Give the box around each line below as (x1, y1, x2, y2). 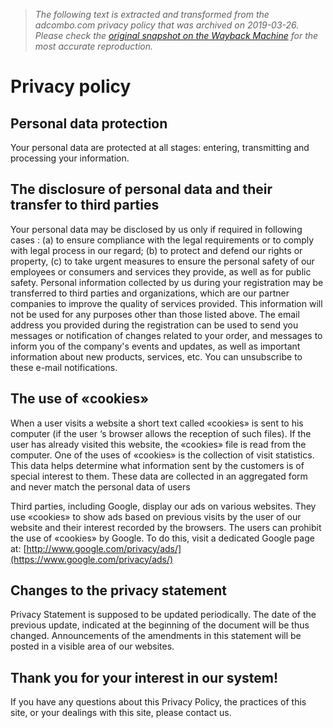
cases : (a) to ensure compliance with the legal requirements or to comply (10, 234, 315, 246)
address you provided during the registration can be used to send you (10, 319, 299, 331)
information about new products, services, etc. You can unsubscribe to (10, 350, 303, 363)
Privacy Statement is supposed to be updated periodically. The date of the (10, 609, 317, 621)
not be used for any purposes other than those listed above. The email (10, 308, 300, 320)
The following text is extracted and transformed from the (34, 9, 270, 20)
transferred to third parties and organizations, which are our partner (10, 287, 290, 299)
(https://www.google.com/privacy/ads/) (10, 553, 174, 565)
